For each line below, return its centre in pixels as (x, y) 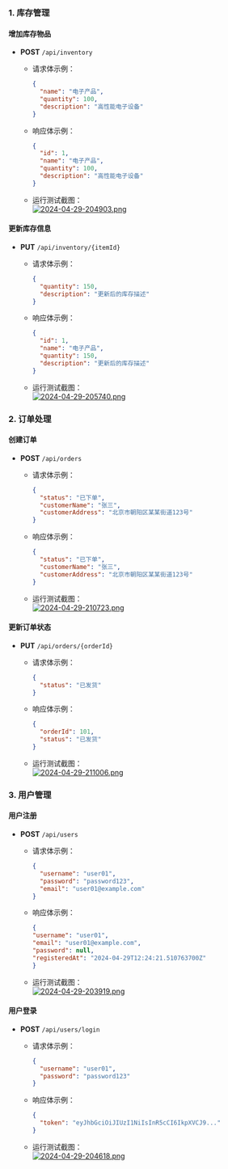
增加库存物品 (30, 33)
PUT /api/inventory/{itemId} (70, 247)
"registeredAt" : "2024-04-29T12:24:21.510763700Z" (119, 958)
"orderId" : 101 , (67, 732)
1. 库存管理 (29, 12)
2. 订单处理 (30, 419)
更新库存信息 (30, 229)
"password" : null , (63, 951)
